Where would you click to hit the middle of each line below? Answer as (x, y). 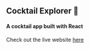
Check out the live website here (45, 39)
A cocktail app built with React (45, 26)
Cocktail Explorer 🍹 (42, 11)
